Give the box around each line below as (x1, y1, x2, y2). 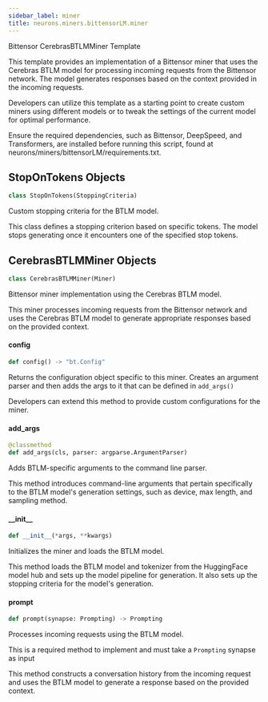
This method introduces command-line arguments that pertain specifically (8, 478, 254, 488)
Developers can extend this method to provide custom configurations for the (8, 396, 261, 405)
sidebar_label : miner (8, 11, 81, 20)
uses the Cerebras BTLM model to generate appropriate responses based (8, 313, 251, 323)
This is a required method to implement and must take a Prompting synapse (8, 645, 256, 655)
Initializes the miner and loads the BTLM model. (8, 546, 165, 555)
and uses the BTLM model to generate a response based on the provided (8, 678, 250, 688)
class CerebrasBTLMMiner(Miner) (8, 275, 116, 283)
